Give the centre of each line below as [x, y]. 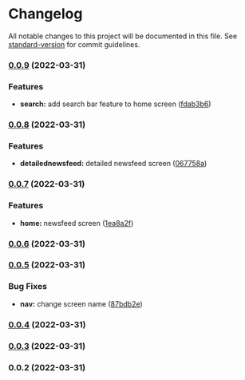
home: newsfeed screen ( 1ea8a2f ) [77, 223]
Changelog [45, 14]
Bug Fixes [28, 287]
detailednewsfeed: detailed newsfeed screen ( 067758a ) [113, 164]
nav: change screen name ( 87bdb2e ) [81, 303]
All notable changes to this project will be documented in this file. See [123, 36]
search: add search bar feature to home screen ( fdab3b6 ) [115, 104]
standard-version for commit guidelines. [74, 44]
